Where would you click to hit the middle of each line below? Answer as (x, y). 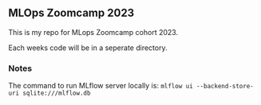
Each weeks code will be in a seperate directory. (88, 48)
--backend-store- (225, 87)
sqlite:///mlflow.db (57, 93)
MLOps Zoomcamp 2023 (71, 13)
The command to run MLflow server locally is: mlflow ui (101, 86)
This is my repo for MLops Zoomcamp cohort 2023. (93, 32)
